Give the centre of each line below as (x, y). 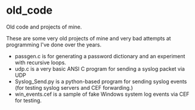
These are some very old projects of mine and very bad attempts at (89, 38)
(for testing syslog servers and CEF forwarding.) (74, 87)
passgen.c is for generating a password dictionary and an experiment (100, 56)
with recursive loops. (40, 62)
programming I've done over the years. (54, 45)
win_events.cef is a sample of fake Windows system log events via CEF (102, 94)
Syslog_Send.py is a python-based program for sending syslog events (101, 81)
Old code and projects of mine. (44, 27)
